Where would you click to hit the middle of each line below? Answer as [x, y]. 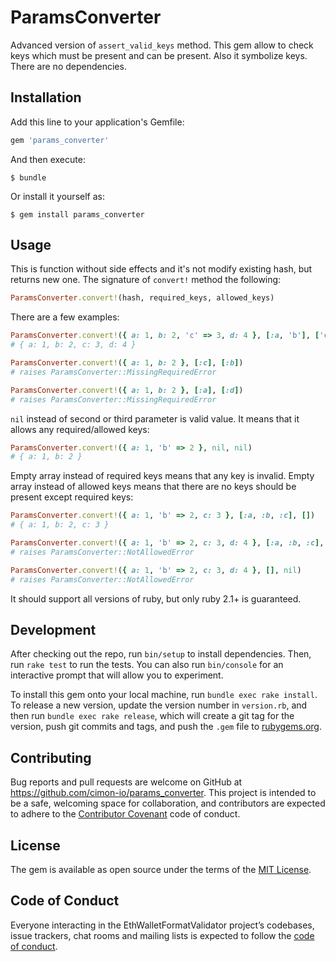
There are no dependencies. [68, 66]
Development [53, 629]
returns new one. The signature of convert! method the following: [146, 280]
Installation [46, 97]
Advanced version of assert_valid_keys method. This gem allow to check [162, 45]
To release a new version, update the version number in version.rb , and [159, 705]
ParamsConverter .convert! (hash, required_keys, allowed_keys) [142, 298]
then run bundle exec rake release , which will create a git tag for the [152, 716]
